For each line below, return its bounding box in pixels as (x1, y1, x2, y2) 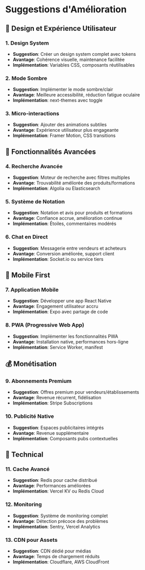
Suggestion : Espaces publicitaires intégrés (12, 424, 104, 431)
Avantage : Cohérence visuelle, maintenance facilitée (12, 56, 125, 63)
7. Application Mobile (5, 286, 59, 293)
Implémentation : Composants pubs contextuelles (12, 435, 118, 441)
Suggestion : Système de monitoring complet (12, 513, 108, 519)
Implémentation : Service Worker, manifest (12, 344, 103, 350)
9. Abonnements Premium (5, 378, 72, 385)
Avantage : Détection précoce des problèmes (12, 518, 109, 524)
